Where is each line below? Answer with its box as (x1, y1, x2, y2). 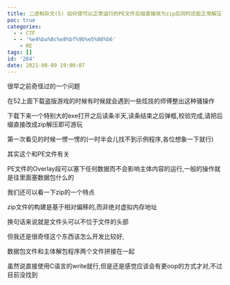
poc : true (7, 17, 36, 24)
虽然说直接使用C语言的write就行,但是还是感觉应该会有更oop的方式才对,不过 (7, 261, 223, 270)
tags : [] (7, 49, 33, 56)
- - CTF (13, 29, 36, 37)
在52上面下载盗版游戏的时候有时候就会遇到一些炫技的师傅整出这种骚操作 (7, 97, 215, 105)
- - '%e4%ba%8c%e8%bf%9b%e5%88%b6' (13, 36, 116, 43)
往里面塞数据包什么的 (12, 173, 74, 181)
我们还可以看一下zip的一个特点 (7, 188, 95, 196)
